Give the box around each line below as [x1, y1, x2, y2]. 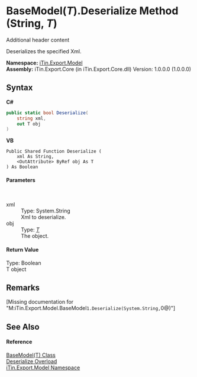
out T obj [17, 121, 41, 127]
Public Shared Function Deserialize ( [6, 149, 102, 154]
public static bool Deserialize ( [6, 109, 89, 116]
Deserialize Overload [6, 358, 57, 365]
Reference [6, 339, 33, 346]
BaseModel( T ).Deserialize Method [6, 4, 179, 18]
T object [6, 265, 27, 273]
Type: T [21, 226, 40, 233]
